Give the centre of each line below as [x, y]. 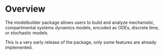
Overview [25, 9]
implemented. [19, 47]
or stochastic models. [27, 33]
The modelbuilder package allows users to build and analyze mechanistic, [80, 22]
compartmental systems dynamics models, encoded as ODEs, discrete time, [82, 27]
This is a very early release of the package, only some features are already [81, 42]
